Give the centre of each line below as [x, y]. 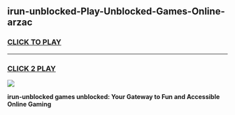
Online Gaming [29, 104]
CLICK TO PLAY [34, 43]
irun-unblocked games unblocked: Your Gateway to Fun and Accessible [114, 96]
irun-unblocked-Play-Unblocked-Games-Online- [116, 11]
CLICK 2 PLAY [31, 68]
